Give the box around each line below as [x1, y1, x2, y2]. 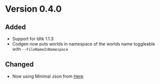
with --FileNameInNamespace [12, 46, 69, 52]
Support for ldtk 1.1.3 [12, 36, 54, 42]
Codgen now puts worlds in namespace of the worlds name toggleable [12, 41, 156, 47]
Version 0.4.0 [5, 3, 62, 15]
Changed [5, 60, 34, 69]
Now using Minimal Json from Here [12, 73, 84, 79]
